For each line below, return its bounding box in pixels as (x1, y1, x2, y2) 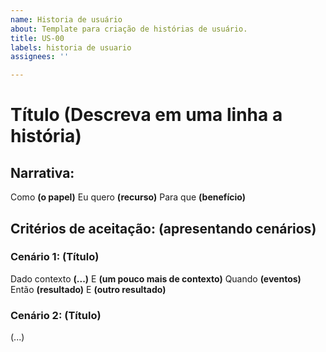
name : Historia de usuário (10, 14, 123, 25)
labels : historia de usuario (10, 42, 132, 53)
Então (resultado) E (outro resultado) (10, 283, 167, 295)
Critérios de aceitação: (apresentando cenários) (10, 220, 317, 237)
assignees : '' (10, 52, 70, 62)
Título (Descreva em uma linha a (10, 104, 283, 126)
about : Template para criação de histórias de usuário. (10, 24, 248, 34)
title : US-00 (10, 33, 65, 43)
